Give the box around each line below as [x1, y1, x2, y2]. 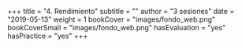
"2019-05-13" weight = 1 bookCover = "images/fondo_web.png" [7, 15, 216, 24]
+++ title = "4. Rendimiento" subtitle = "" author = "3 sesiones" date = [7, 7, 235, 15]
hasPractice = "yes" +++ [7, 31, 88, 40]
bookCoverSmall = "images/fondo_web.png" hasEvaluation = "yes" [7, 23, 226, 32]
